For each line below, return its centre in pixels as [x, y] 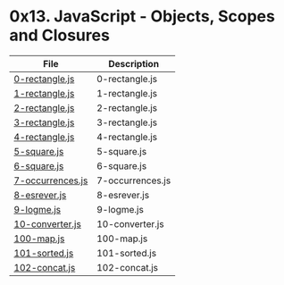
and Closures [59, 35]
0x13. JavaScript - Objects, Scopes [142, 17]
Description [134, 63]
